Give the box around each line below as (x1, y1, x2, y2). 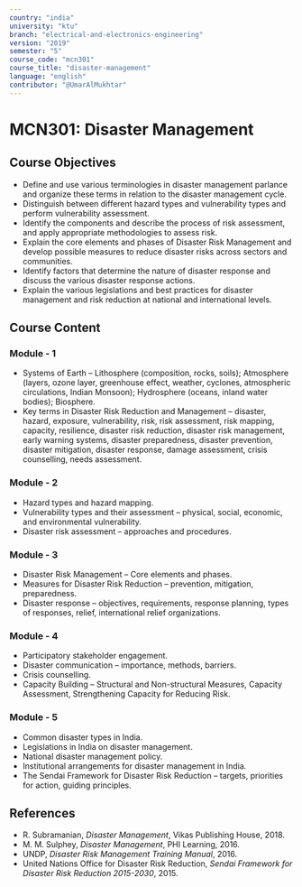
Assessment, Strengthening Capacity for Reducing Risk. (22, 688, 232, 699)
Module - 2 (9, 476, 59, 489)
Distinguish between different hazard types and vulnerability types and (22, 198, 287, 208)
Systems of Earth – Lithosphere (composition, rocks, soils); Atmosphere (22, 367, 289, 379)
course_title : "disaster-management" (9, 64, 151, 73)
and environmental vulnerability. (22, 516, 142, 527)
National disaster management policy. (22, 751, 163, 762)
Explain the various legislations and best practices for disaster (22, 284, 254, 295)
